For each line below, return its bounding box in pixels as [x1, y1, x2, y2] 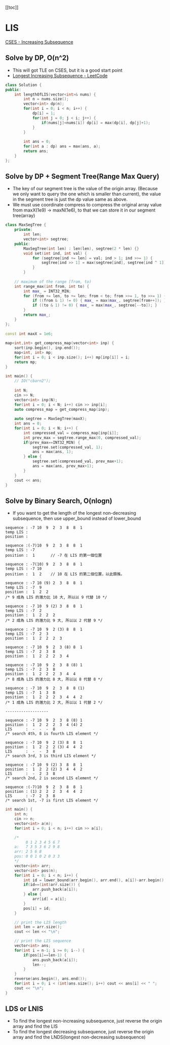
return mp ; [14, 360, 37, 365]
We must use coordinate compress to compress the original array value [12, 202, 162, 208]
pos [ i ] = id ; [23, 906, 51, 911]
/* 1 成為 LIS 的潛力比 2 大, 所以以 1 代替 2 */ [5, 700, 103, 705]
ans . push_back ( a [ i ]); [32, 957, 78, 963]
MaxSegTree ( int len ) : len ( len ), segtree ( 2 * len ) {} [23, 246, 139, 251]
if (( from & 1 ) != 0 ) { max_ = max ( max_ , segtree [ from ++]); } [32, 298, 166, 303]
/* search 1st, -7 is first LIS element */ [5, 798, 99, 803]
